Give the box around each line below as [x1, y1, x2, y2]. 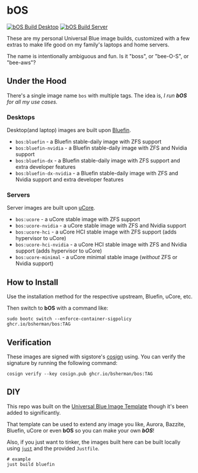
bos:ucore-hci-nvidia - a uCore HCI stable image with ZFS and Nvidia [15, 241, 187, 248]
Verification [7, 337, 52, 348]
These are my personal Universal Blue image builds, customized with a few [7, 34, 190, 42]
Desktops [7, 113, 35, 121]
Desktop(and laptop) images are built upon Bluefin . [7, 127, 131, 134]
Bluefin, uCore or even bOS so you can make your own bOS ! [7, 427, 155, 434]
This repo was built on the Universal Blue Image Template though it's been [7, 402, 189, 410]
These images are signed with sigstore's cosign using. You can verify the [7, 353, 186, 360]
